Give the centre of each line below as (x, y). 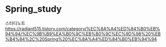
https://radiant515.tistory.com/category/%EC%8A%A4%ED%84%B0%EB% (83, 28)
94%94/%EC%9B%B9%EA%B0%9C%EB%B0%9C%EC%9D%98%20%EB (83, 34)
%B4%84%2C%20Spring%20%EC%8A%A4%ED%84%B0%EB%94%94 (81, 39)
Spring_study (34, 9)
